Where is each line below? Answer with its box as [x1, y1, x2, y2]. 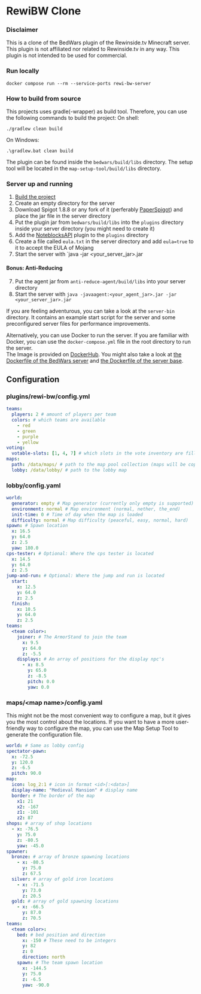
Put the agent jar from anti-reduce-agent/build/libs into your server [14, 277, 186, 285]
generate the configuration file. [6, 731, 83, 738]
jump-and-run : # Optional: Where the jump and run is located [6, 573, 165, 579]
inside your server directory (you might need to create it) [14, 225, 155, 232]
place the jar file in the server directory [14, 213, 111, 220]
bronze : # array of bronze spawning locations [11, 854, 130, 860]
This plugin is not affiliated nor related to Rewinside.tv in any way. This [6, 46, 180, 53]
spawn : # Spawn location [6, 523, 68, 529]
